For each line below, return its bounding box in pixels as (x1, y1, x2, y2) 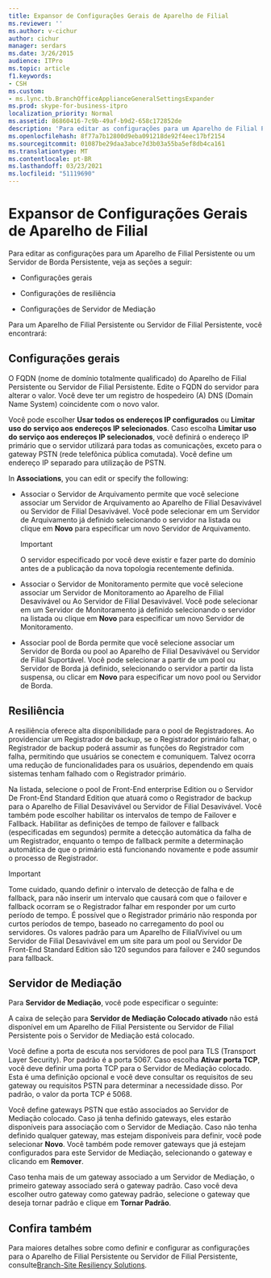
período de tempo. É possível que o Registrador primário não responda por (8, 910, 257, 920)
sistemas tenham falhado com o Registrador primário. (8, 768, 187, 778)
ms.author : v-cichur (8, 27, 78, 35)
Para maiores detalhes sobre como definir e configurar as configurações (8, 1243, 250, 1253)
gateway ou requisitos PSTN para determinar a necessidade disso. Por (8, 1081, 244, 1090)
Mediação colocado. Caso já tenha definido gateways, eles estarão (8, 1114, 231, 1124)
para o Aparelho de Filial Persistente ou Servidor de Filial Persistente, (8, 1251, 238, 1262)
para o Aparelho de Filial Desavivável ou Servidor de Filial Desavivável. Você (8, 802, 262, 811)
